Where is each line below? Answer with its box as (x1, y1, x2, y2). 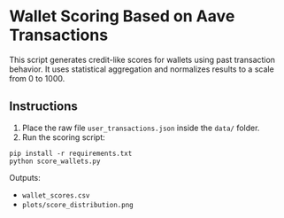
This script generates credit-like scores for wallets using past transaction (9, 54, 276, 65)
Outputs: (9, 172, 42, 183)
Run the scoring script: (21, 131, 105, 143)
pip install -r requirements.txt (9, 149, 133, 158)
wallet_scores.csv (21, 191, 90, 200)
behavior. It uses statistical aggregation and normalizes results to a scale (9, 64, 274, 74)
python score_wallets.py (9, 157, 101, 166)
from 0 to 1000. (9, 73, 65, 83)
